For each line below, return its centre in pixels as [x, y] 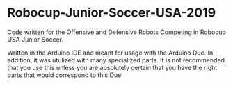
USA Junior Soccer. [35, 39]
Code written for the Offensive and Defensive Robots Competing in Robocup [116, 32]
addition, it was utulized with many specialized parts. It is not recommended [116, 60]
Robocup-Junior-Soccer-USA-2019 [112, 13]
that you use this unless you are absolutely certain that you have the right [112, 67]
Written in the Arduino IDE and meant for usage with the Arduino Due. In [110, 53]
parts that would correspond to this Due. [65, 75]
